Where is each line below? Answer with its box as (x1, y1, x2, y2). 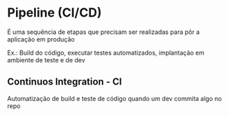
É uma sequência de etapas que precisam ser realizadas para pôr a (7, 28, 200, 36)
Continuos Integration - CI (7, 76, 122, 88)
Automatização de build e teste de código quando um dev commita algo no (7, 94, 222, 102)
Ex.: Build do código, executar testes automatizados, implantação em (7, 48, 205, 57)
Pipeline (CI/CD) (7, 5, 102, 21)
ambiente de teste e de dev (7, 55, 85, 64)
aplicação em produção (7, 35, 75, 43)
